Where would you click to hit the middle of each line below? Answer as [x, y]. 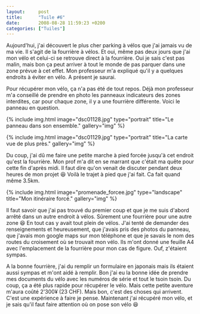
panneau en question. [33, 108]
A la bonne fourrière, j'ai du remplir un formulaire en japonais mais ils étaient [100, 266]
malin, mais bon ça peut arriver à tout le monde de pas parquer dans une [96, 65]
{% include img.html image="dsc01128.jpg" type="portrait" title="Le [90, 120]
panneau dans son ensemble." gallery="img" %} [66, 126]
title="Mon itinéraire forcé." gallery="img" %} [62, 199]
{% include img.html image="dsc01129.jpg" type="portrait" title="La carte [97, 138]
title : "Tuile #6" [36, 17]
